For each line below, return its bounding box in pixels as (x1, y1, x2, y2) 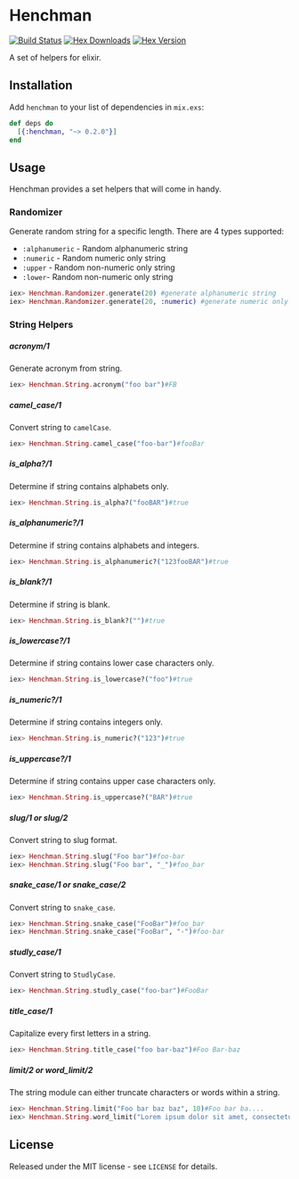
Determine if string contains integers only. (9, 716, 163, 727)
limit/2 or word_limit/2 (9, 1064, 93, 1075)
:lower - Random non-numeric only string (21, 272, 174, 282)
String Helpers (9, 318, 74, 331)
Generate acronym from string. (9, 363, 123, 374)
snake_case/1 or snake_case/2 (9, 880, 126, 890)
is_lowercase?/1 (9, 635, 70, 646)
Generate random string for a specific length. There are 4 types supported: (9, 226, 285, 237)
